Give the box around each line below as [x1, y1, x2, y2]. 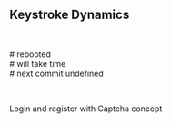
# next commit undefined [9, 68, 105, 79]
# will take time [9, 58, 66, 69]
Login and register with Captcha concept [9, 103, 163, 114]
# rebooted [9, 49, 52, 60]
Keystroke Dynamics [9, 7, 130, 23]
